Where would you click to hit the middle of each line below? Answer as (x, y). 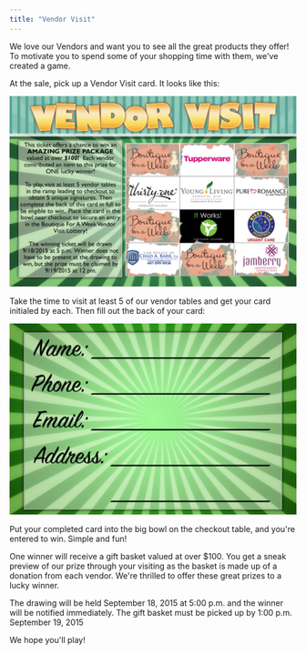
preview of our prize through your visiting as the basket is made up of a (143, 566)
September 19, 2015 (46, 622)
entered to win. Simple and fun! (68, 538)
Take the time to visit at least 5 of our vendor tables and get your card (140, 301)
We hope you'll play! (48, 639)
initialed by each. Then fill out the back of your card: (107, 311)
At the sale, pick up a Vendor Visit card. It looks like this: (115, 83)
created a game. (40, 65)
